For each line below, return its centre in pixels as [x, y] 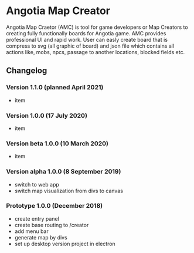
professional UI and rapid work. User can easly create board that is [87, 39]
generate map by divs [41, 237]
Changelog [27, 71]
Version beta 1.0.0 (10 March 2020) [57, 144]
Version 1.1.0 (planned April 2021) [55, 88]
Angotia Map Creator [58, 11]
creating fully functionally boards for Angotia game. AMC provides [86, 33]
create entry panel [37, 218]
